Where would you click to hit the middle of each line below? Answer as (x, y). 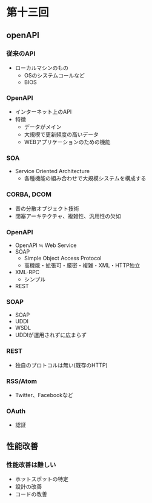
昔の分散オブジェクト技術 (47, 208)
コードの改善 (31, 494)
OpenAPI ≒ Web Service (46, 245)
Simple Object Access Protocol (63, 258)
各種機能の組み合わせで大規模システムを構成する (85, 179)
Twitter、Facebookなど (44, 395)
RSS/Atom (22, 381)
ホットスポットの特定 (41, 479)
